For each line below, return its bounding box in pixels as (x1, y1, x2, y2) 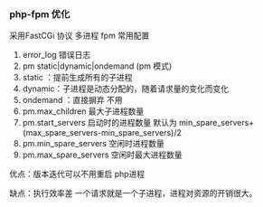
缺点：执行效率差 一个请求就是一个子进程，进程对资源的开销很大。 (9, 188, 258, 199)
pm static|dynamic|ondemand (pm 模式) (22, 61, 173, 71)
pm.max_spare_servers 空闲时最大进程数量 (22, 149, 183, 160)
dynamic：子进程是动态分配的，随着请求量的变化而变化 (22, 83, 230, 94)
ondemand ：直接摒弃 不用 (22, 95, 124, 106)
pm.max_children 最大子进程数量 (22, 106, 145, 117)
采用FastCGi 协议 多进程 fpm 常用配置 (9, 30, 150, 42)
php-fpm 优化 (9, 7, 70, 20)
